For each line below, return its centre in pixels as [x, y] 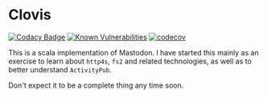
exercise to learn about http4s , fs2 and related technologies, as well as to [130, 61]
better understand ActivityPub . [60, 69]
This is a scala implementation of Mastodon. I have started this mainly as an [133, 52]
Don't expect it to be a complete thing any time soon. [96, 85]
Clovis [30, 15]
